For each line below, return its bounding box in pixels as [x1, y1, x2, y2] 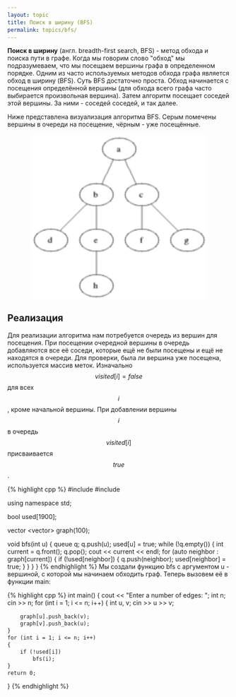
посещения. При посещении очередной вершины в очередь [7, 338, 190, 347]
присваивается [7, 449, 54, 458]
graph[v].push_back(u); [20, 620, 90, 627]
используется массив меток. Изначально [7, 361, 133, 369]
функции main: [7, 577, 51, 585]
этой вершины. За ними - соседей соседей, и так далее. [7, 99, 178, 107]
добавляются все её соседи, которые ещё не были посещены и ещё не [7, 346, 223, 355]
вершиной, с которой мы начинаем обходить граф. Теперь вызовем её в [7, 569, 228, 578]
